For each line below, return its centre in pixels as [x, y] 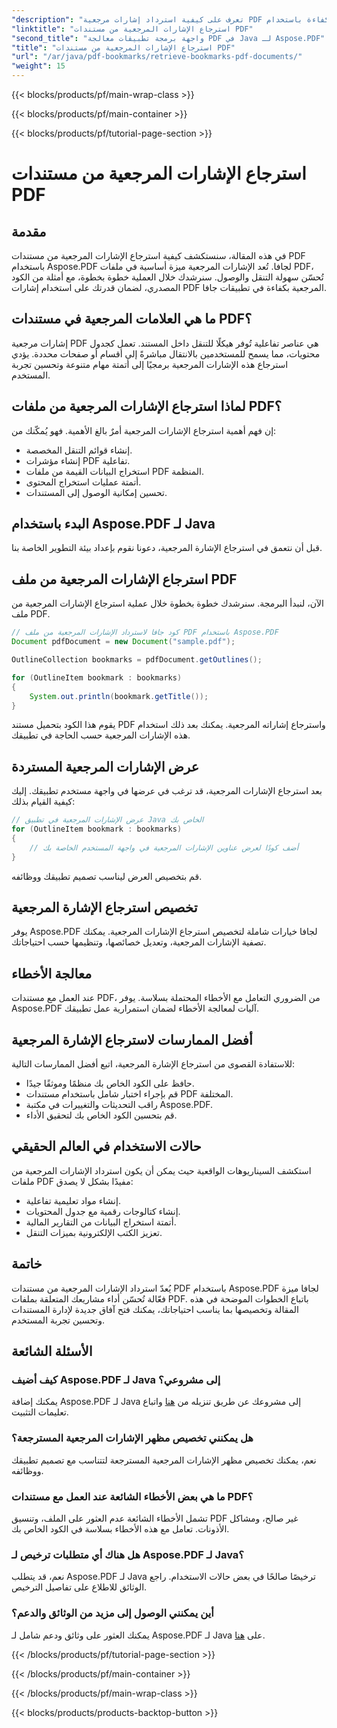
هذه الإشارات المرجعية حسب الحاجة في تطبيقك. [101, 735]
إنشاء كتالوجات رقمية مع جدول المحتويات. [103, 1211]
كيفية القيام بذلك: [43, 802]
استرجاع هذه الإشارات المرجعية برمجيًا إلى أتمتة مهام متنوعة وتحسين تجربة [150, 364]
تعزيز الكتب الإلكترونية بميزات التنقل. [94, 1232]
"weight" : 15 [38, 66]
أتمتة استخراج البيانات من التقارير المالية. [101, 1222]
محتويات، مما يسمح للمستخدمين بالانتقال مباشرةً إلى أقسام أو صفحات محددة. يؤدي [166, 353]
